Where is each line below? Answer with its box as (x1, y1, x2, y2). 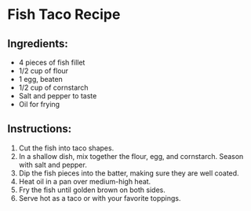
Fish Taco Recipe (7, 6, 121, 24)
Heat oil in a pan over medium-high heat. (18, 176, 151, 186)
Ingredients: (7, 37, 68, 50)
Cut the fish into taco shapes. (18, 143, 115, 153)
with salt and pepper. (18, 160, 87, 169)
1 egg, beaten (18, 75, 64, 83)
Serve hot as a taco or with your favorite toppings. (18, 193, 181, 202)
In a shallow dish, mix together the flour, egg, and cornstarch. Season (18, 151, 244, 161)
